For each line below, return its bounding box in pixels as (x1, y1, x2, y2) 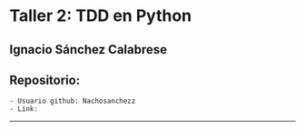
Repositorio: (9, 72, 81, 87)
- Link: (9, 105, 39, 114)
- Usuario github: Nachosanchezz (9, 96, 136, 106)
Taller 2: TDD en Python (9, 5, 192, 26)
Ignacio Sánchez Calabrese (9, 42, 168, 57)
